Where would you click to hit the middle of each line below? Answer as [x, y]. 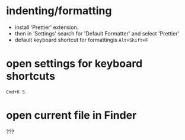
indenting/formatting [59, 11]
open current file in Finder [71, 115]
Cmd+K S [16, 92]
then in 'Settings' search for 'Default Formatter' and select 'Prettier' [97, 33]
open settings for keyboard [74, 64]
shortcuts [31, 76]
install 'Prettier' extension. [47, 27]
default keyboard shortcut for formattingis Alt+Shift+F [81, 40]
